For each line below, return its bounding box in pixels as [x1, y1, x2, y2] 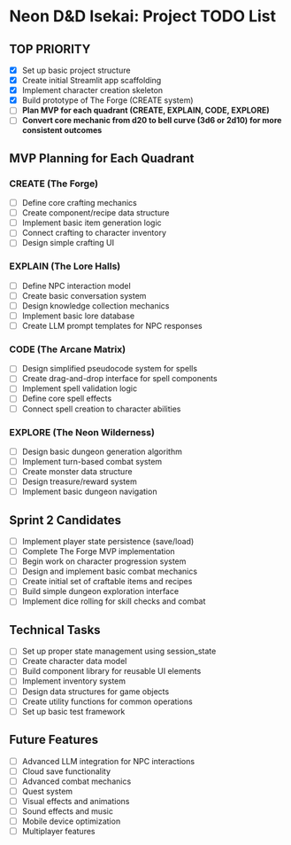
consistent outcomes [21, 125, 103, 136]
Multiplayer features [21, 825, 96, 836]
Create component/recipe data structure [21, 207, 170, 218]
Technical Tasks [9, 622, 101, 638]
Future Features [9, 732, 99, 747]
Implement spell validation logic [21, 383, 138, 394]
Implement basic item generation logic [21, 217, 162, 228]
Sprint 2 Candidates [9, 512, 122, 528]
